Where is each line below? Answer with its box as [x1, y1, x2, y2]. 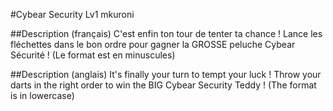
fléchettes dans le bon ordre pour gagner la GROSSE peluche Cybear [10, 39, 296, 50]
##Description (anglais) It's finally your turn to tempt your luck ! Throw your [10, 69, 322, 80]
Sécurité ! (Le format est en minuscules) [10, 49, 176, 61]
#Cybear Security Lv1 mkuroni [10, 9, 135, 20]
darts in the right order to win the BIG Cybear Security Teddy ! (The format [10, 79, 317, 91]
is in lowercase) [10, 90, 75, 101]
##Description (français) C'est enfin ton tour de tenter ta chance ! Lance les [10, 28, 323, 39]
